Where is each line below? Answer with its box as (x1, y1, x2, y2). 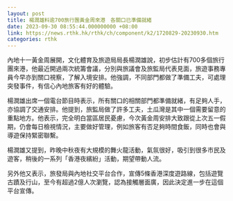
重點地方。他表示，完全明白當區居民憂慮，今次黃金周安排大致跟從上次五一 (7, 114, 220, 122)
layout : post (7, 10, 45, 17)
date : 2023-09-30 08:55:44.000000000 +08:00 (7, 23, 138, 30)
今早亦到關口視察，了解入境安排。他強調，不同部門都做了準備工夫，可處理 (12, 73, 226, 82)
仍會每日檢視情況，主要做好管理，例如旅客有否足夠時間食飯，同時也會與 (19, 123, 226, 131)
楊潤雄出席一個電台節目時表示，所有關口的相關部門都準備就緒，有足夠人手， (7, 96, 226, 105)
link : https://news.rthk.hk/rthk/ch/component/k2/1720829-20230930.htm (7, 29, 218, 37)
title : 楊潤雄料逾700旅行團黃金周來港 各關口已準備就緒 (7, 17, 153, 24)
